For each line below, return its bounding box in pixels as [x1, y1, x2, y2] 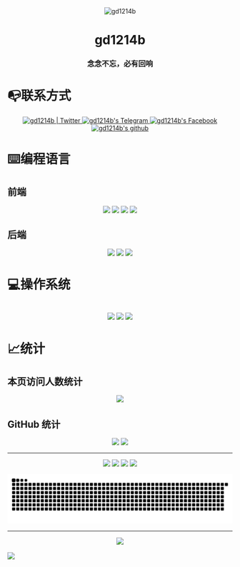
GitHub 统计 [7, 418, 61, 431]
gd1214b [94, 31, 146, 48]
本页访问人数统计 [7, 376, 83, 388]
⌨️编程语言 [7, 151, 71, 167]
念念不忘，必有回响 [86, 59, 154, 69]
